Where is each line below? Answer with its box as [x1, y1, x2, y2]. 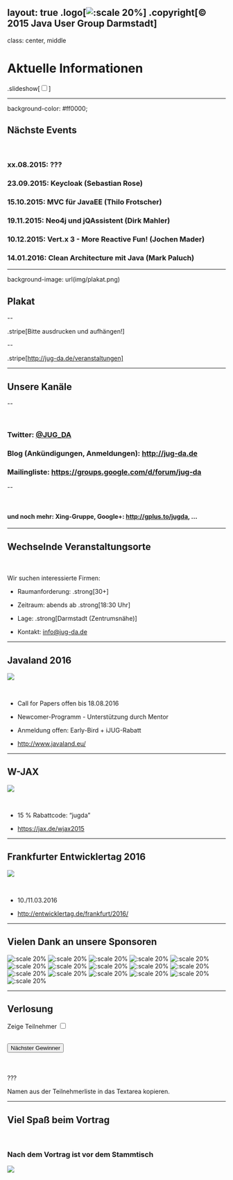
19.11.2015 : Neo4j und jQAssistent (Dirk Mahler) [7, 216, 171, 225]
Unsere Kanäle [7, 381, 72, 393]
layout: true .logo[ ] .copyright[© [7, 7, 207, 19]
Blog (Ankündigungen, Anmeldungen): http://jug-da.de [7, 448, 198, 458]
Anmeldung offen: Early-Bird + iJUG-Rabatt [17, 726, 141, 735]
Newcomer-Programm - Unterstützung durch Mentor [17, 712, 169, 721]
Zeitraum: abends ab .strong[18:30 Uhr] [17, 601, 130, 609]
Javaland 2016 [7, 654, 71, 666]
